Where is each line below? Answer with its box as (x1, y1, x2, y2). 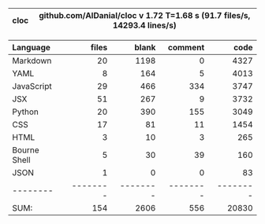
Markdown (12, 55, 52, 66)
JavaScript (12, 81, 53, 91)
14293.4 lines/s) (112, 20, 177, 31)
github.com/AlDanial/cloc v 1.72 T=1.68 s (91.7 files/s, (39, 10, 251, 20)
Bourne (12, 145, 39, 156)
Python (12, 106, 39, 117)
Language (12, 42, 51, 53)
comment (167, 42, 205, 53)
